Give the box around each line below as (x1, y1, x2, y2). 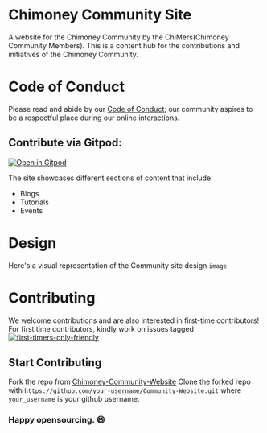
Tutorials (19, 197, 50, 207)
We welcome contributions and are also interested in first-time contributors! (8, 315, 260, 325)
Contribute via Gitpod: (8, 136, 122, 150)
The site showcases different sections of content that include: (8, 173, 213, 183)
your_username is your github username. (8, 394, 140, 404)
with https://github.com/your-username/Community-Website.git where (8, 386, 242, 395)
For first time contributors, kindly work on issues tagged (8, 324, 195, 333)
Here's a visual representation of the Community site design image (8, 260, 228, 270)
